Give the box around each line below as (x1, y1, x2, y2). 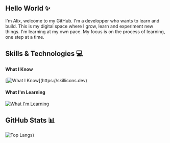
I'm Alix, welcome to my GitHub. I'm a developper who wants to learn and (5, 17, 160, 23)
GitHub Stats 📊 (5, 116, 55, 125)
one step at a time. (5, 34, 44, 40)
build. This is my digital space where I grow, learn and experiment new (5, 23, 154, 29)
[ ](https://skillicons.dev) (5, 78, 88, 84)
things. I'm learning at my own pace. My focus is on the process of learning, (5, 28, 165, 35)
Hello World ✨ (5, 4, 51, 13)
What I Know (5, 66, 33, 72)
